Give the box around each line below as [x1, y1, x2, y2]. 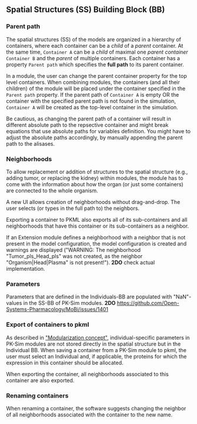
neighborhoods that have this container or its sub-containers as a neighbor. [6, 222, 189, 229]
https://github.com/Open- [116, 300, 179, 307]
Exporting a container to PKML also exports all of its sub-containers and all [6, 216, 188, 223]
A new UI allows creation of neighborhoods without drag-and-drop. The [6, 198, 181, 205]
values [6, 300, 22, 307]
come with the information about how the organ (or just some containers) [6, 180, 183, 188]
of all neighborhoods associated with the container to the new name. [6, 411, 173, 418]
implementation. [6, 265, 45, 272]
